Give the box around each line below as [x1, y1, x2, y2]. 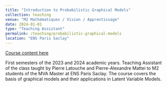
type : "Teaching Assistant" [5, 26, 65, 32]
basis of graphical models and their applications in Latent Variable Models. [5, 76, 162, 82]
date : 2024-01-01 [5, 21, 42, 27]
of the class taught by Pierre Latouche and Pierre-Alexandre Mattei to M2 [5, 65, 159, 71]
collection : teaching [5, 12, 51, 17]
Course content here [5, 49, 49, 56]
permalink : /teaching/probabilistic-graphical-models [5, 31, 122, 36]
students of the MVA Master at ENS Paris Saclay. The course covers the [5, 70, 156, 76]
